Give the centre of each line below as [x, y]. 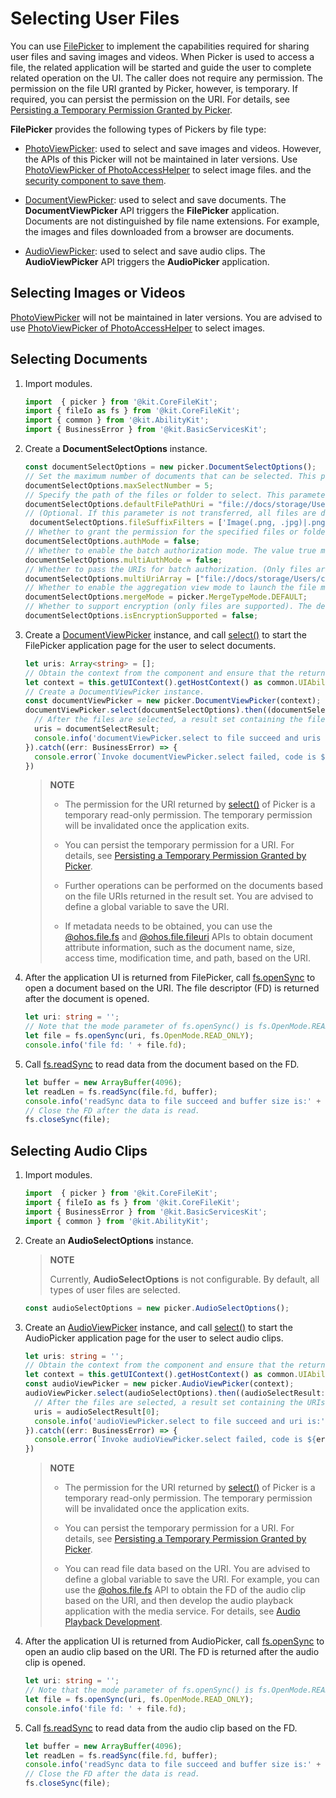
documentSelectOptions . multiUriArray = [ [112, 578]
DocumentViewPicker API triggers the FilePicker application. [152, 210]
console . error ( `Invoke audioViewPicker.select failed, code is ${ [175, 1440]
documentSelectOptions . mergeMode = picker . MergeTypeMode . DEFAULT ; [166, 597]
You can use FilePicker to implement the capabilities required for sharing [160, 46]
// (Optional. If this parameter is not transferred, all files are [170, 513]
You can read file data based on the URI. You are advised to [187, 1569]
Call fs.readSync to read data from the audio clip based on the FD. [161, 1728]
